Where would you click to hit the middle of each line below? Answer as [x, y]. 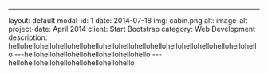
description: [28, 37]
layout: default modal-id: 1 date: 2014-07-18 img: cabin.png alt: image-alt [128, 20]
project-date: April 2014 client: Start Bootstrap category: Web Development [132, 29]
